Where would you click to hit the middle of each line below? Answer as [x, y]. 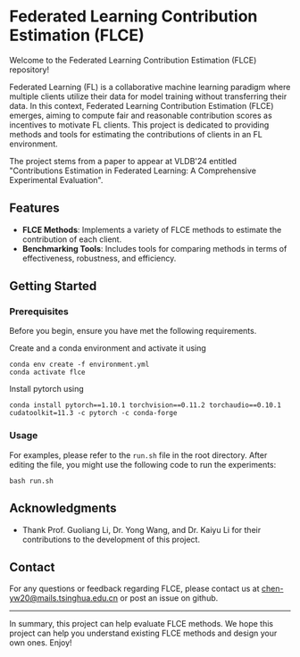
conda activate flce [48, 372]
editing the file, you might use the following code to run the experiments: [143, 464]
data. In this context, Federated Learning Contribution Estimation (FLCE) [142, 105]
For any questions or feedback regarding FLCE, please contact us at [135, 589]
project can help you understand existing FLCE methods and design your [143, 633]
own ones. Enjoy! [41, 643]
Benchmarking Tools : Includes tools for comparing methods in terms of [154, 248]
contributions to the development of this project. [111, 539]
